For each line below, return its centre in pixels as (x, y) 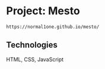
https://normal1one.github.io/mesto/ (53, 27)
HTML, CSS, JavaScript (35, 59)
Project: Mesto (43, 11)
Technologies (32, 45)
